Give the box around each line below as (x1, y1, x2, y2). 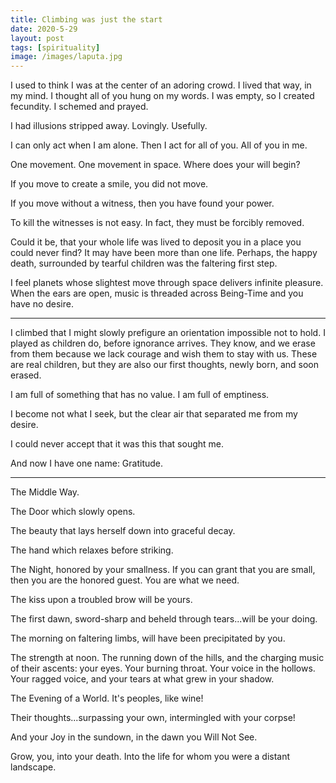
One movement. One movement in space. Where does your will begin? (10, 159, 301, 171)
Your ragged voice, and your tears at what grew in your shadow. (10, 673, 275, 685)
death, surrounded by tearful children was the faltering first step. (10, 257, 278, 270)
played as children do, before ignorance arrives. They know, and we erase (10, 337, 316, 350)
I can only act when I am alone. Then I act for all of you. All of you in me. (10, 139, 308, 151)
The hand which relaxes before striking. (10, 544, 174, 556)
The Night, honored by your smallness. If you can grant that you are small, (10, 564, 316, 576)
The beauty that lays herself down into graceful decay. (10, 525, 236, 537)
